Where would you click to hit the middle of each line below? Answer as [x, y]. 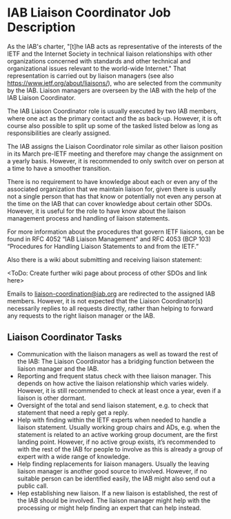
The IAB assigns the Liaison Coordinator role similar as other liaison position [115, 146]
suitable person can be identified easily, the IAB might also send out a [116, 478]
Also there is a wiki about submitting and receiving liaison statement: [104, 259]
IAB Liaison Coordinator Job [89, 13]
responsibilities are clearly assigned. [59, 133]
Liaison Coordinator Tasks [64, 337]
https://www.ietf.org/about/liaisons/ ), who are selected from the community [114, 83]
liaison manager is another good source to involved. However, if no [112, 471]
